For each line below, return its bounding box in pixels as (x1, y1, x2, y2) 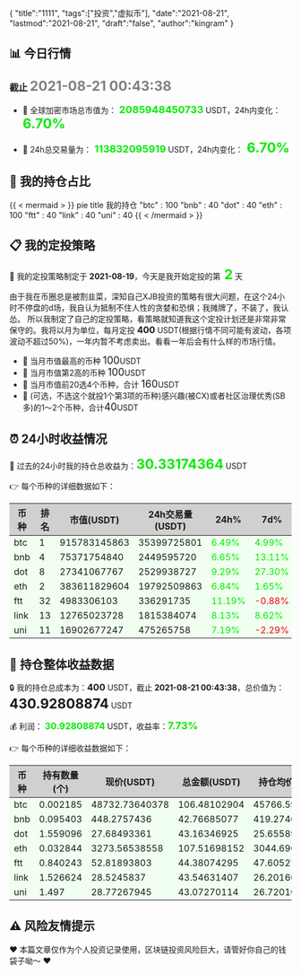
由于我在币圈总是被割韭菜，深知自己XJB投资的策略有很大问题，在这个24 (9, 291, 278, 303)
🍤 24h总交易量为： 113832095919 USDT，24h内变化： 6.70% (21, 138, 290, 156)
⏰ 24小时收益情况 (9, 431, 107, 446)
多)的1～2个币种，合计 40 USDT (21, 400, 139, 414)
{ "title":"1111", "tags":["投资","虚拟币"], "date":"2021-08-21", (9, 8, 230, 18)
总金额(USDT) (182, 776, 241, 788)
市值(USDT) (69, 514, 120, 527)
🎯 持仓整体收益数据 (9, 656, 115, 671)
